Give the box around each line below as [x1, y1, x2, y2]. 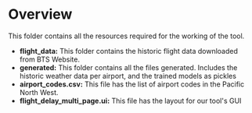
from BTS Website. [19, 55, 81, 64]
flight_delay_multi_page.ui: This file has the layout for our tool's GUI [19, 96, 242, 105]
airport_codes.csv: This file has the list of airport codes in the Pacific [19, 79, 245, 89]
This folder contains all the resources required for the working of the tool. [8, 31, 245, 41]
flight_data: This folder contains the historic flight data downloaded [19, 46, 239, 55]
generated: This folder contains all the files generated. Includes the [19, 62, 238, 72]
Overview [8, 5, 73, 23]
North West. [19, 87, 59, 97]
